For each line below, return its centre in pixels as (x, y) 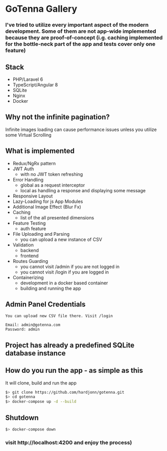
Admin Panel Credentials (45, 304)
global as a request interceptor (53, 185)
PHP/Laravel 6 (28, 79)
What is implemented (40, 151)
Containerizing (28, 277)
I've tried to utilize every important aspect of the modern (77, 25)
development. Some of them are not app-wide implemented (81, 31)
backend (30, 250)
